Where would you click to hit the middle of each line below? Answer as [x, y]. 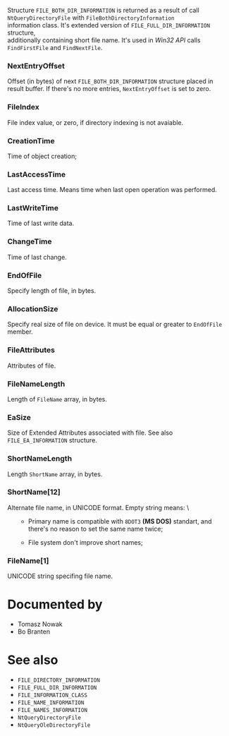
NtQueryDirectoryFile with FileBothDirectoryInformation [91, 18]
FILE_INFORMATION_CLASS [52, 695]
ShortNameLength [40, 459]
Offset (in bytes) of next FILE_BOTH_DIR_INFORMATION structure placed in [110, 81]
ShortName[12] [34, 492]
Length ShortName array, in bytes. [55, 474]
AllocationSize [33, 309]
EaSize [19, 417]
